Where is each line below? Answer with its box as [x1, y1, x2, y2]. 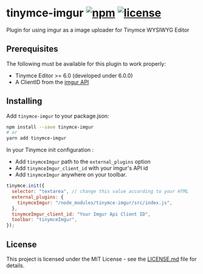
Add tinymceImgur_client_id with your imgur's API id [15, 164, 148, 172]
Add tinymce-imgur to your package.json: [6, 112, 109, 119]
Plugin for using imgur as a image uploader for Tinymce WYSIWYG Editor [6, 26, 190, 33]
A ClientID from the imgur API [15, 78, 89, 85]
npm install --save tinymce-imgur [6, 124, 94, 130]
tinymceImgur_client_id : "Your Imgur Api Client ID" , [12, 211, 151, 217]
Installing [6, 96, 43, 107]
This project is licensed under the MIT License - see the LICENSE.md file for [6, 256, 197, 262]
